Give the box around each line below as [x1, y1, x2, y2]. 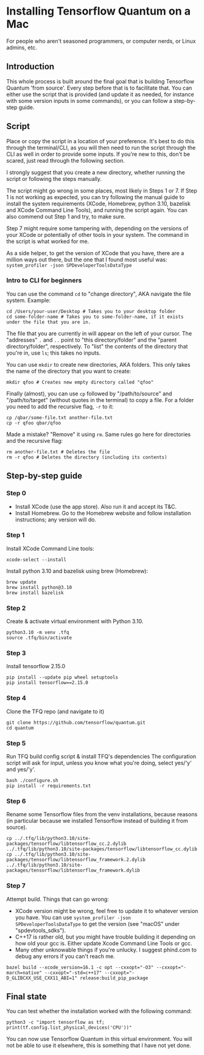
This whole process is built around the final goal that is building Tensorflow [6, 77, 195, 85]
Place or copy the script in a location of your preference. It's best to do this [6, 137, 195, 144]
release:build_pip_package [80, 975, 149, 981]
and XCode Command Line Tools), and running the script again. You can [6, 206, 188, 214]
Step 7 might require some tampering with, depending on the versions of [6, 224, 189, 232]
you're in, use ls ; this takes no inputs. [6, 349, 101, 356]
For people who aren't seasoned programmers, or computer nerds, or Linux [6, 37, 196, 44]
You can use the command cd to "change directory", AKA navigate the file [6, 290, 191, 297]
